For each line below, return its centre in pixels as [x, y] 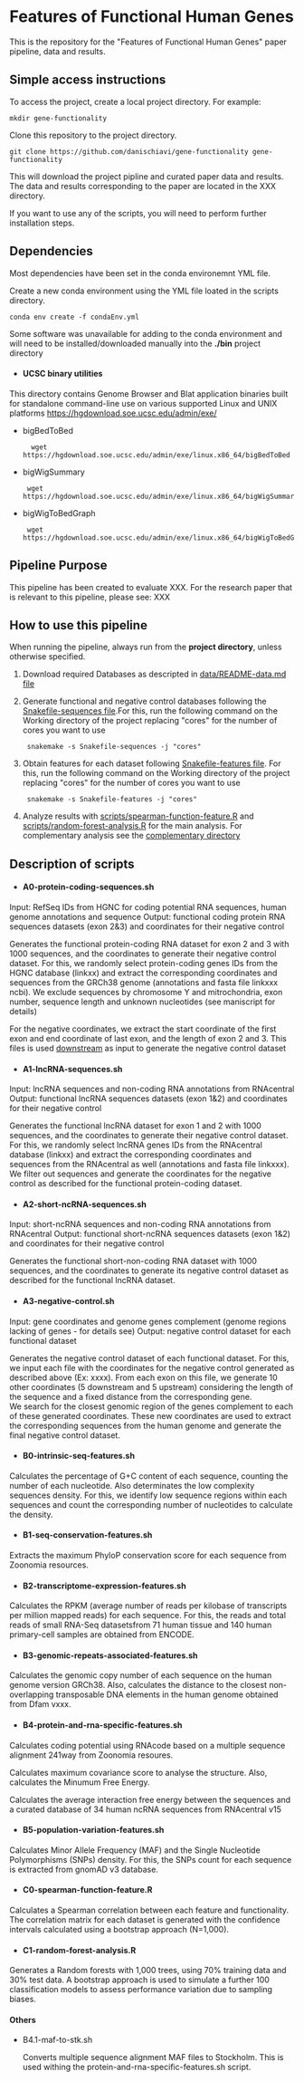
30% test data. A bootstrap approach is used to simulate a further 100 [139, 1980]
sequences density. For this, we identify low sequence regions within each [148, 1495]
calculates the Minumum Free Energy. [80, 1782]
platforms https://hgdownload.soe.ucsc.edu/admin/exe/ [113, 413]
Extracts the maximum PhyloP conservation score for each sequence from [148, 1555]
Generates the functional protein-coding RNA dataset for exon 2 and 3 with [149, 944]
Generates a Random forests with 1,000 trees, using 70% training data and [148, 1971]
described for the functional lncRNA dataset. [92, 1280]
